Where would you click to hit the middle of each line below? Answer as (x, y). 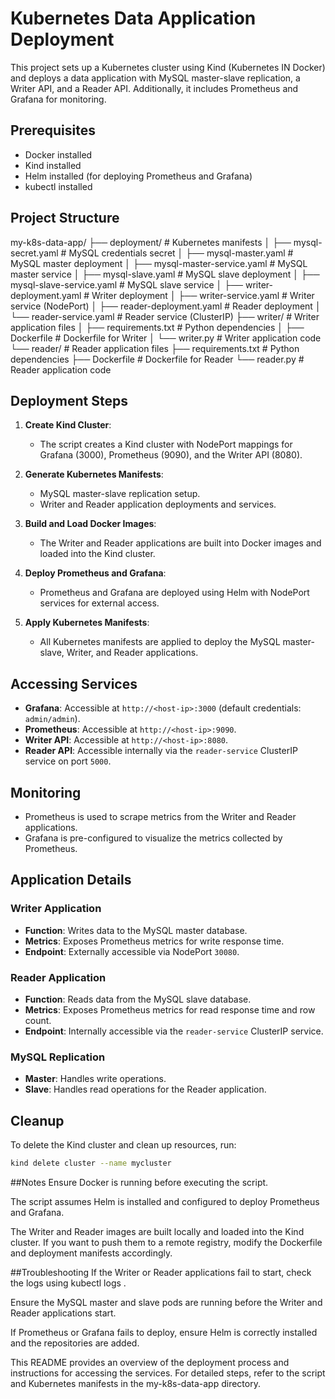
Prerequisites (53, 130)
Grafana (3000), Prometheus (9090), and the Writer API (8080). (171, 455)
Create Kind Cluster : (68, 425)
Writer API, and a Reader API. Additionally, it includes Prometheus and (154, 88)
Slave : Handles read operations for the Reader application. (145, 1089)
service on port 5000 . (68, 761)
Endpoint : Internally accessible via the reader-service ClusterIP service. (174, 1031)
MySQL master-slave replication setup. (120, 494)
